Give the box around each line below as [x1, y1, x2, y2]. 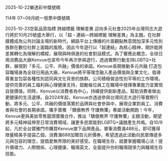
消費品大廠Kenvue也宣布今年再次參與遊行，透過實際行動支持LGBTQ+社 [9, 57, 156, 62]
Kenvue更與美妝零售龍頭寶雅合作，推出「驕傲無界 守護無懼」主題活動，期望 [5, 113, 162, 119]
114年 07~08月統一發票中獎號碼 [5, 15, 70, 21]
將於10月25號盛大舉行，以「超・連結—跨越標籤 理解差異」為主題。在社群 [9, 32, 161, 37]
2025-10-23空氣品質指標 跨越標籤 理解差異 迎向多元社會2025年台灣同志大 [5, 25, 158, 31]
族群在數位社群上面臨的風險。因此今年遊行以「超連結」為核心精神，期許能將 [5, 44, 163, 50]
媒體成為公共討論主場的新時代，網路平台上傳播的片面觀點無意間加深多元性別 [5, 38, 163, 44]
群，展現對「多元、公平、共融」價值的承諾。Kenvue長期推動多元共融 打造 [5, 63, 158, 69]
